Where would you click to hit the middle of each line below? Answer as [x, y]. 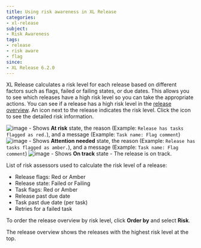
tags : [13, 40]
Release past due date [43, 196]
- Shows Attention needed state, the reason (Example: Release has [112, 141]
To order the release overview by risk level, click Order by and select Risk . [98, 220]
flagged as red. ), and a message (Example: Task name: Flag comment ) [93, 135]
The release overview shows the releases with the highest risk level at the [97, 232]
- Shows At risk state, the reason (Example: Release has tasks [106, 128]
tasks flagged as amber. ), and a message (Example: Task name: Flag [92, 147]
